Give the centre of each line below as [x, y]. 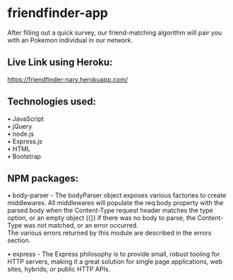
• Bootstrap [24, 156]
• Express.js [25, 141]
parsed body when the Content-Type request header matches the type [110, 211]
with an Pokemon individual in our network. [70, 40]
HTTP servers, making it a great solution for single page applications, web [115, 262]
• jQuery [20, 126]
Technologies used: [52, 101]
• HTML [19, 148]
